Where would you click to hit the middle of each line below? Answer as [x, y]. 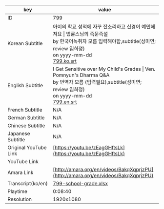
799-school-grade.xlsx [81, 183]
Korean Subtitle [25, 43]
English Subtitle [25, 85]
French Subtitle [25, 110]
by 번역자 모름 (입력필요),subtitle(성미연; [97, 82]
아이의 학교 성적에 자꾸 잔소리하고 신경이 [97, 27]
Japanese [19, 133]
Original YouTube [27, 147]
